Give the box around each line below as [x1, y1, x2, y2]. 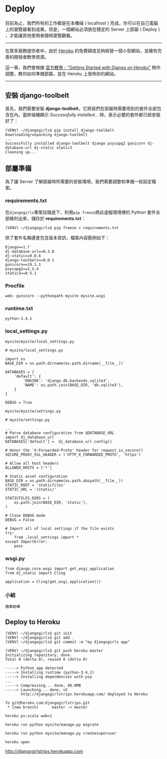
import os [5, 356, 26, 361]
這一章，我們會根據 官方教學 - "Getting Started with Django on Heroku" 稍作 [5, 64, 161, 70]
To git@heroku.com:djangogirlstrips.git [5, 700, 90, 706]
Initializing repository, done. [5, 653, 72, 658]
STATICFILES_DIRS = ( [5, 496, 50, 501]
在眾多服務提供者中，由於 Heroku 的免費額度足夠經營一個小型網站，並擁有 [5, 48, 158, 54]
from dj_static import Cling [5, 571, 66, 576]
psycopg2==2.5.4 [5, 266, 39, 271]
